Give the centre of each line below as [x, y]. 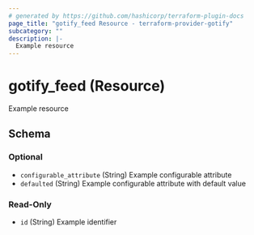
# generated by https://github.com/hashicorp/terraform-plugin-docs [126, 16]
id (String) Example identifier [68, 222]
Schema [30, 134]
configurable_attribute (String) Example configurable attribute [126, 174]
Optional [25, 157]
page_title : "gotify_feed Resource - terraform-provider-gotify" [121, 23]
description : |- [36, 38]
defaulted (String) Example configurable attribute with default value [133, 183]
